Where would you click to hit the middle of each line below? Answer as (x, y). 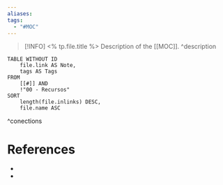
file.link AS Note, (48, 66)
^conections (25, 121)
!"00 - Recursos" (45, 90)
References (41, 149)
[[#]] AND (34, 84)
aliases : (20, 14)
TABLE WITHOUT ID (32, 59)
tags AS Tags (39, 72)
